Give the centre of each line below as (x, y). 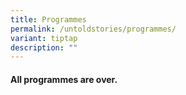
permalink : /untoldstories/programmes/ (93, 29)
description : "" (44, 47)
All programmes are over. (64, 79)
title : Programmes (48, 19)
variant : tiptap (44, 38)
